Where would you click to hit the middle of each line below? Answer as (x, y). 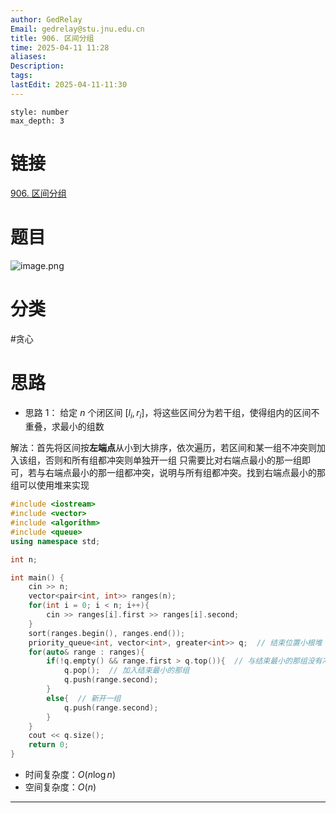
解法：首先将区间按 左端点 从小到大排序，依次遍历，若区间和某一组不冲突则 (163, 448)
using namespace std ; (55, 541)
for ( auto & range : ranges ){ (86, 652)
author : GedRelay (46, 19)
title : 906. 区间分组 (52, 38)
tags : (21, 76)
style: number (40, 112)
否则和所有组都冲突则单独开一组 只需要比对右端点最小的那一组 (173, 460)
